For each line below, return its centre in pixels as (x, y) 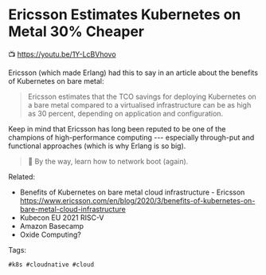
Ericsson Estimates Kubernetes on (125, 15)
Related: (22, 176)
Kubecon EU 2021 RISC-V (62, 218)
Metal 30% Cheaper (76, 31)
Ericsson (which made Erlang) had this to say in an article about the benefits (133, 73)
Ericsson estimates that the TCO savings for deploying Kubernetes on (142, 96)
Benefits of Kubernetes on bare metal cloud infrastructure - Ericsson (132, 192)
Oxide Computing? (50, 234)
